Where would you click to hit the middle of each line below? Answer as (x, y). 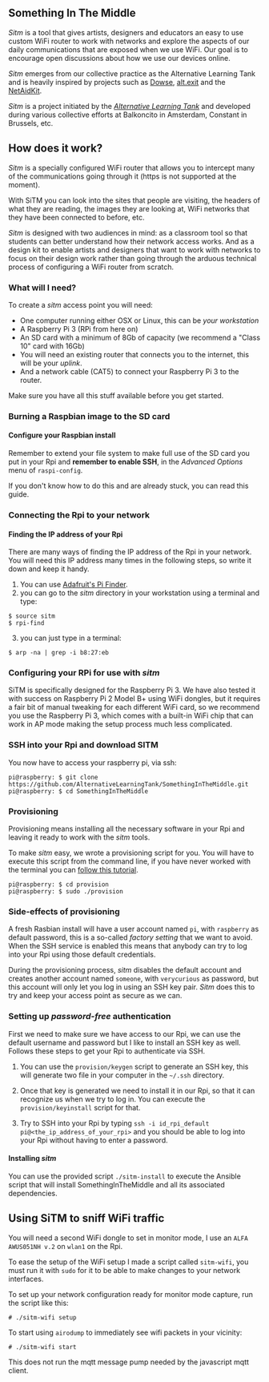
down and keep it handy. (49, 569)
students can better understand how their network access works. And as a (131, 241)
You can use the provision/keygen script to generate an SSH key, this (134, 1066)
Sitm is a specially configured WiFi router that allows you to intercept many (132, 167)
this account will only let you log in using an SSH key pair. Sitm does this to (132, 987)
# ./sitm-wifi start (43, 1347)
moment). (24, 184)
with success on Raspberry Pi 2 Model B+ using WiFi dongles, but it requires (134, 699)
